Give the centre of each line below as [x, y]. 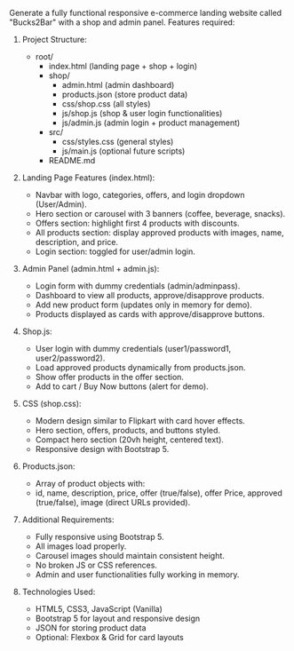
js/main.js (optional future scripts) [123, 151]
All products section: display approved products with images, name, [159, 233]
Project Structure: [54, 40]
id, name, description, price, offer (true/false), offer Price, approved [159, 493]
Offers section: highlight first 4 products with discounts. [137, 223]
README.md [72, 160]
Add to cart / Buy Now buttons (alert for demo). [122, 386]
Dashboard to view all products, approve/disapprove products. [150, 295]
